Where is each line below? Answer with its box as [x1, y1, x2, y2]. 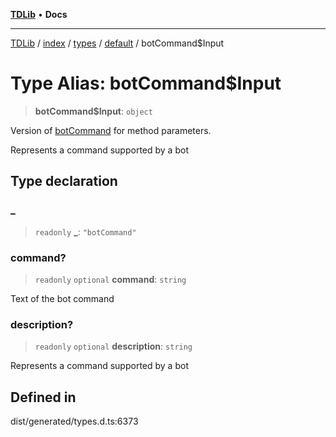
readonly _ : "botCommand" [34, 225, 137, 238]
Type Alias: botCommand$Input [10, 72, 282, 95]
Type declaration [10, 173, 118, 190]
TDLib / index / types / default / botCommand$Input [10, 37, 225, 49]
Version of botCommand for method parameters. [10, 124, 212, 136]
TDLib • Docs [10, 9, 68, 20]
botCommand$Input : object [34, 105, 153, 117]
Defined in [10, 389, 77, 406]
